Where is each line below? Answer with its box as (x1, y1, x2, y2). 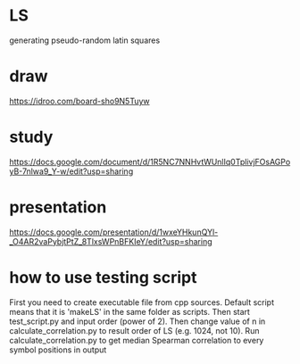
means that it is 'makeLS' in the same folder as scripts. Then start (9, 306, 250, 317)
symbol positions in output (9, 344, 107, 355)
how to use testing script (9, 267, 197, 287)
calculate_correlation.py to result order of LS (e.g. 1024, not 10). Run (9, 325, 260, 335)
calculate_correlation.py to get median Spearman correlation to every (9, 335, 264, 345)
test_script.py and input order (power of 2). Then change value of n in (9, 316, 266, 327)
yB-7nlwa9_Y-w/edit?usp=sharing (9, 166, 134, 177)
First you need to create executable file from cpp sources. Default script (9, 296, 275, 308)
